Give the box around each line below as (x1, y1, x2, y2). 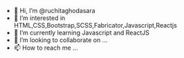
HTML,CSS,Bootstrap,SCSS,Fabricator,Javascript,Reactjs (13, 21, 178, 29)
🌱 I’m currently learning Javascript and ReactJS (13, 28, 150, 37)
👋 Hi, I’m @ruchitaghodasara (13, 7, 95, 14)
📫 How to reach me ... (13, 43, 78, 52)
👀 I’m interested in (13, 14, 66, 22)
